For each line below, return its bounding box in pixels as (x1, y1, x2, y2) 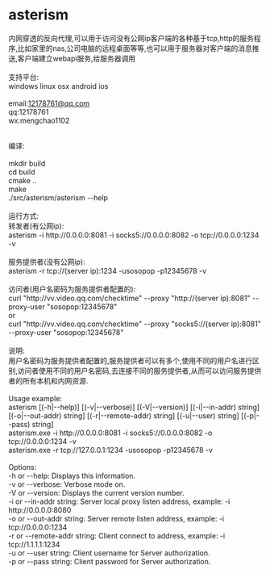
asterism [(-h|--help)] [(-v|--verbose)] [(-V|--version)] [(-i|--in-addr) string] (8, 402, 260, 412)
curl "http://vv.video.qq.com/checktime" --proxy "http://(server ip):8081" (8, 293, 251, 303)
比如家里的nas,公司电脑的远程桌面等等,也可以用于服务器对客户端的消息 (17, 43, 252, 53)
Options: (8, 462, 37, 471)
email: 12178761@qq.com (8, 98, 90, 108)
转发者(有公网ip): (8, 220, 64, 231)
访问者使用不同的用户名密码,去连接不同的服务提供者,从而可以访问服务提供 (17, 366, 262, 375)
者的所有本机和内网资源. (8, 375, 89, 385)
